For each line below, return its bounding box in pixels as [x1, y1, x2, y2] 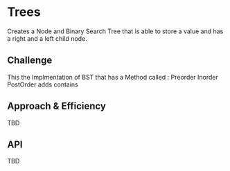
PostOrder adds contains [7, 80, 78, 89]
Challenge [7, 55, 53, 66]
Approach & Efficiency [7, 100, 106, 112]
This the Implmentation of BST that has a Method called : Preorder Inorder [7, 73, 218, 81]
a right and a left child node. [7, 34, 88, 42]
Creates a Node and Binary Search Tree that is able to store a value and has [7, 27, 224, 35]
